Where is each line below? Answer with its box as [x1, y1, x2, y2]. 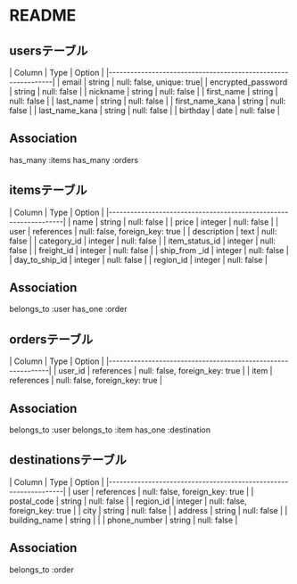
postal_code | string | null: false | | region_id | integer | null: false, [9, 496, 247, 506]
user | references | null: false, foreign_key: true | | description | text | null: [9, 226, 277, 236]
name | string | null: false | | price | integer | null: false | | [72, 216, 279, 227]
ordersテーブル [9, 332, 94, 347]
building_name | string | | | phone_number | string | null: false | [9, 514, 238, 525]
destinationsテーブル [9, 452, 127, 468]
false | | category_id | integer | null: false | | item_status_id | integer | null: [9, 235, 276, 246]
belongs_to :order [9, 563, 74, 575]
